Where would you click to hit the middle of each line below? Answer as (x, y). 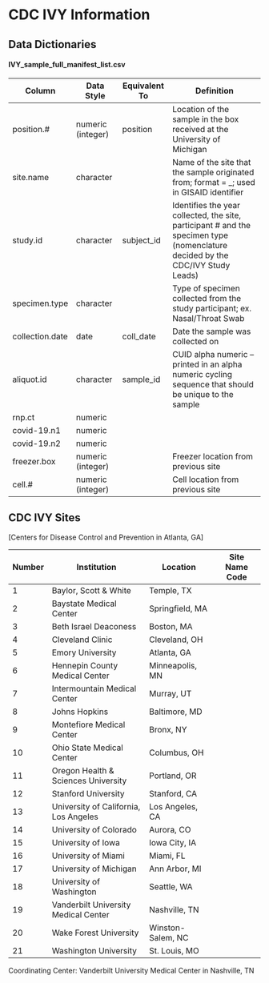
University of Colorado (94, 829)
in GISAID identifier (208, 192)
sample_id (141, 379)
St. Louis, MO (175, 950)
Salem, (162, 937)
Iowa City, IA (173, 842)
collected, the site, (207, 215)
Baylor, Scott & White (92, 590)
